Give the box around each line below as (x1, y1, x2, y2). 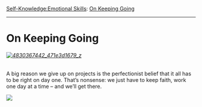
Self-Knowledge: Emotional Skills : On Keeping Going (6, 5, 135, 12)
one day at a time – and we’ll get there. (6, 83, 102, 90)
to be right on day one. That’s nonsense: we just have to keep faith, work (6, 77, 186, 84)
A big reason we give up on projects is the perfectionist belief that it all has (6, 70, 191, 77)
